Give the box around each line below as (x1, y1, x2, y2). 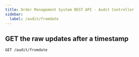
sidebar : (5, 12, 23, 17)
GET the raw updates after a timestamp (5, 34, 129, 43)
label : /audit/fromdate (9, 16, 59, 21)
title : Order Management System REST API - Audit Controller (5, 7, 135, 12)
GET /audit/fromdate (5, 48, 48, 53)
